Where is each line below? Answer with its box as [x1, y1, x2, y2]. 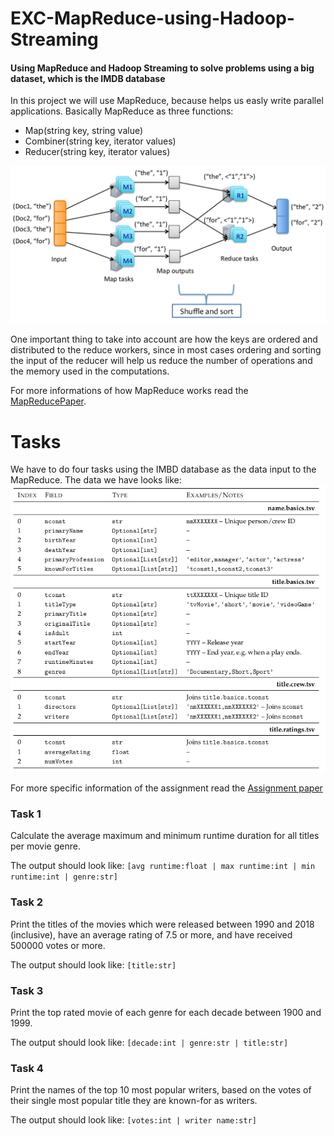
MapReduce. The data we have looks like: [10, 474, 182, 486]
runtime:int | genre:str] [10, 872, 118, 882]
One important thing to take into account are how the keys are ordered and [10, 333, 318, 346]
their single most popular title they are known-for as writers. [10, 1095, 258, 1107]
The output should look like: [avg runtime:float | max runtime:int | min [10, 860, 316, 872]
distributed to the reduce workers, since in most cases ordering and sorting [10, 344, 322, 356]
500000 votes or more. [10, 939, 106, 951]
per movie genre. [10, 840, 81, 852]
